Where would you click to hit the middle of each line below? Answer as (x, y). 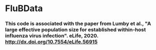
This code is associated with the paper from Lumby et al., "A (78, 24)
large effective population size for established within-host (76, 30)
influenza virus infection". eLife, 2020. (52, 36)
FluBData (24, 8)
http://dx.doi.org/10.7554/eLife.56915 (51, 42)
